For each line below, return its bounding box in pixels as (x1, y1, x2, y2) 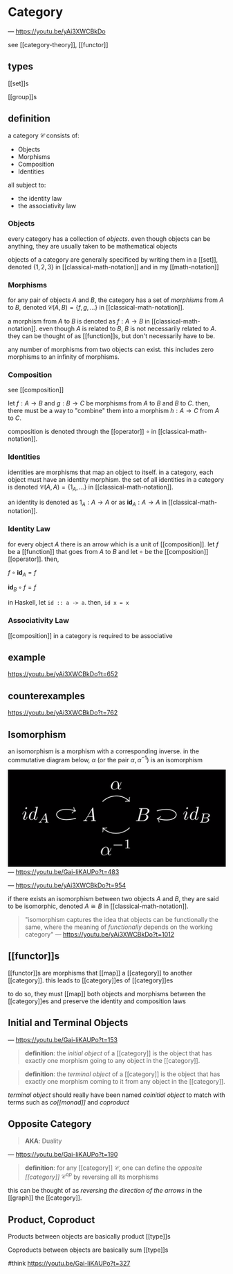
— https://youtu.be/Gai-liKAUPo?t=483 (8, 868, 120, 876)
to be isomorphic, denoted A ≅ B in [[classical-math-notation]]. (8, 902, 189, 910)
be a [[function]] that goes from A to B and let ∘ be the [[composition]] (8, 547, 209, 555)
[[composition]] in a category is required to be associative (8, 631, 173, 639)
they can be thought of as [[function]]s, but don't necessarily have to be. (8, 332, 215, 340)
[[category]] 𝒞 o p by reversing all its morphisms (24, 1171, 159, 1181)
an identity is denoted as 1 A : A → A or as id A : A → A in (8, 498, 167, 508)
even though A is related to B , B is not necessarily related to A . (38, 324, 217, 333)
